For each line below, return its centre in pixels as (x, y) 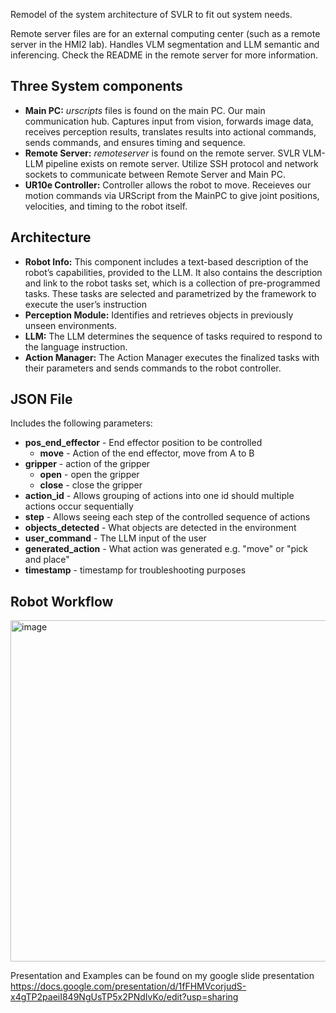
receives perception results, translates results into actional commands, (170, 131)
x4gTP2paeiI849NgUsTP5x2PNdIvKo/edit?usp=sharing (124, 997)
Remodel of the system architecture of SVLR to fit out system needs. (151, 14)
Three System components (96, 86)
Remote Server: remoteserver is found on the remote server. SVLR (162, 153)
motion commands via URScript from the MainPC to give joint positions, (172, 195)
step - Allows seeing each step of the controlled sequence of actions (167, 517)
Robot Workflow (62, 601)
